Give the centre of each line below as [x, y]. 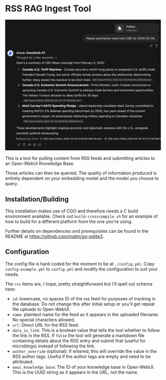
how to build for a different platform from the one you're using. [69, 222]
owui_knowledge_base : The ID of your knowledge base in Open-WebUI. [83, 367]
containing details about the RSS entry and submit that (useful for [79, 340]
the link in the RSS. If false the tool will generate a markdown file [78, 335]
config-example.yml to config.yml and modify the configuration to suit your [82, 269]
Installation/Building [37, 199]
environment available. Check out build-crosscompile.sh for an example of [82, 216]
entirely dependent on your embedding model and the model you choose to [82, 178]
